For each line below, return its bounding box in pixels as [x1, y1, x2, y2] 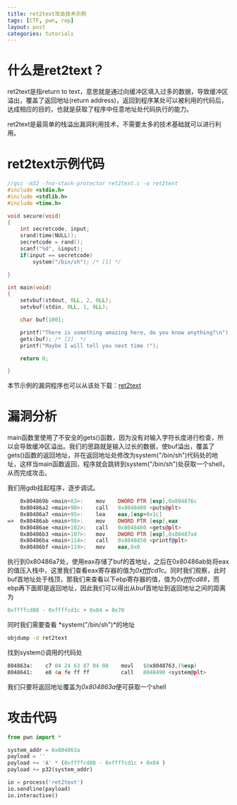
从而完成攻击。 [7, 469, 51, 477]
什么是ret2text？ [7, 63, 105, 78]
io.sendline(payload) [7, 785, 71, 792]
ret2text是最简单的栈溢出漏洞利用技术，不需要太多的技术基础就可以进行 [7, 120, 216, 129]
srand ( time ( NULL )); [20, 232, 78, 239]
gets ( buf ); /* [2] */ [20, 335, 87, 342]
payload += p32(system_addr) [7, 766, 93, 773]
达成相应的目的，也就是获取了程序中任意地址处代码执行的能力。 [7, 105, 193, 114]
